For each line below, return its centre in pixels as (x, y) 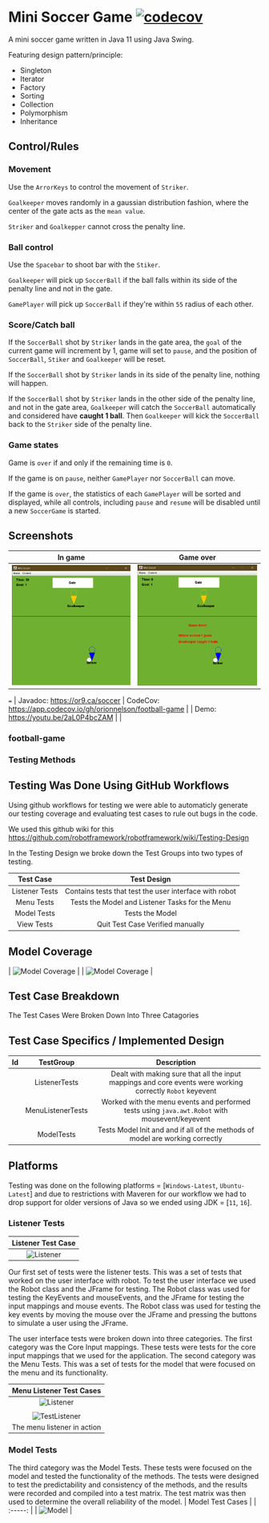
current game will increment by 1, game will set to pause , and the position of (133, 351)
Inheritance (39, 121)
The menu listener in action (56, 1427)
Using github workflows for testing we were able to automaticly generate (128, 805)
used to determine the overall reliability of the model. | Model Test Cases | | (132, 1501)
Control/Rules (44, 147)
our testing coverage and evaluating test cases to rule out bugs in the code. (133, 814)
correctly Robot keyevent (176, 1091)
